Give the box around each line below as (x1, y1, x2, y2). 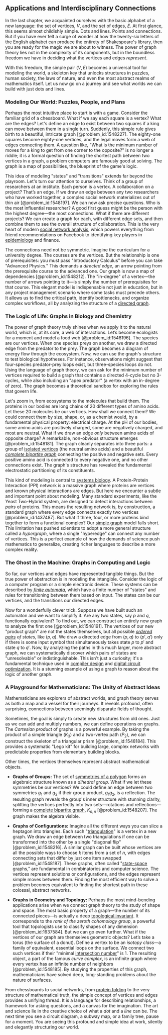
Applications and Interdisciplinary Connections (5, 4, 156, 13)
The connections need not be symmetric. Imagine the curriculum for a (5, 247, 150, 253)
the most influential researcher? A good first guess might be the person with (5, 205, 163, 211)
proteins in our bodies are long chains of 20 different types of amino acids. (5, 403, 160, 409)
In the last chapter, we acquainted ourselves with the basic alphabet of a (5, 17, 155, 23)
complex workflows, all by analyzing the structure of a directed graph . (5, 300, 150, 306)
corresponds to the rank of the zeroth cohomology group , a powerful (12, 918, 155, 924)
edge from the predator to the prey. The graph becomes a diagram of (5, 345, 148, 351)
